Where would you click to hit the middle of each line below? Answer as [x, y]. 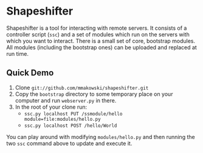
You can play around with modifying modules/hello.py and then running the [101, 137]
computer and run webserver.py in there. [66, 100]
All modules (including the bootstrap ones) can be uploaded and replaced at [102, 47]
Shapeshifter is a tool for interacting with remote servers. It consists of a [97, 28]
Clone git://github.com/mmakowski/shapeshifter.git [82, 87]
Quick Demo [30, 73]
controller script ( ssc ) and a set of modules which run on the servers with [98, 34]
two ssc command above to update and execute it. [69, 143]
